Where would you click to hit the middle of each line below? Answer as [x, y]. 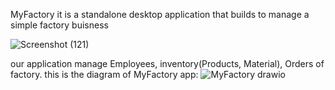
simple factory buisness [59, 25]
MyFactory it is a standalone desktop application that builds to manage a [160, 14]
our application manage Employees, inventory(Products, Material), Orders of [167, 63]
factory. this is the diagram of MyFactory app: [104, 74]
